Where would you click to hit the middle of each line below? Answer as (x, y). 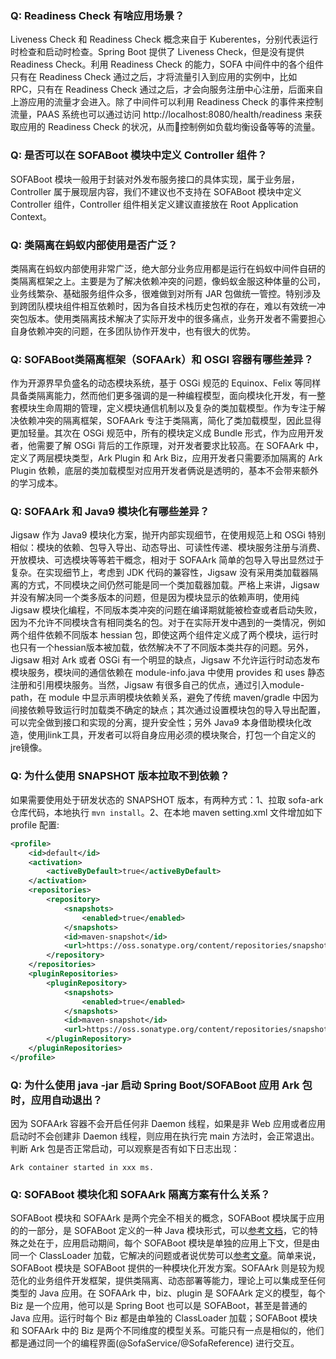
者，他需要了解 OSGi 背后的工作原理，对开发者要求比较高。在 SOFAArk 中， (167, 446)
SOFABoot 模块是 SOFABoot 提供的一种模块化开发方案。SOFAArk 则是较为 (163, 1268)
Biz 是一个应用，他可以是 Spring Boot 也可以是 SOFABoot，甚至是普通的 (159, 1306)
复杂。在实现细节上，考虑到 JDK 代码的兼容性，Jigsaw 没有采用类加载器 (160, 573)
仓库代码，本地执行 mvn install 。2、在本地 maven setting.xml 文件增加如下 (166, 812)
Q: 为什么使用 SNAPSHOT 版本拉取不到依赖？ (120, 776)
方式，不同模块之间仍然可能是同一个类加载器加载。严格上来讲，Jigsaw (173, 585)
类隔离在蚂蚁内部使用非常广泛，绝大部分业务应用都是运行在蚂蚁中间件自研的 (168, 268)
